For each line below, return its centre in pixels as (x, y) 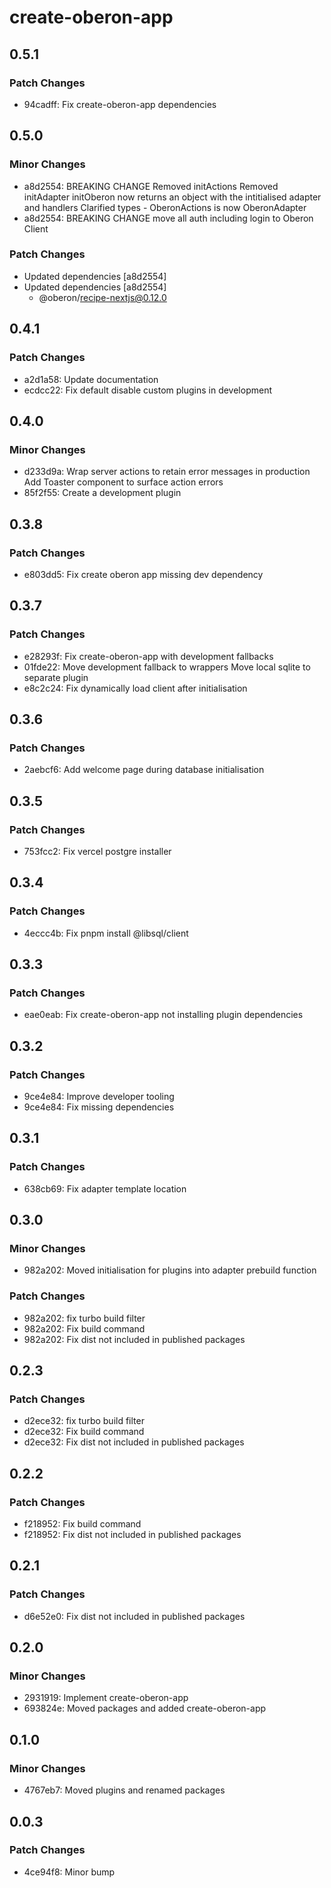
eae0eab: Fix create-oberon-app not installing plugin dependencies (163, 1015)
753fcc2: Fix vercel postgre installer (97, 851)
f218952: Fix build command (82, 1524)
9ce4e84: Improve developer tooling (99, 1097)
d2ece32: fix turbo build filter (84, 1421)
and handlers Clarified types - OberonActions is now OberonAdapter (165, 207)
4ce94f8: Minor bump (69, 1872)
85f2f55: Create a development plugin (102, 493)
